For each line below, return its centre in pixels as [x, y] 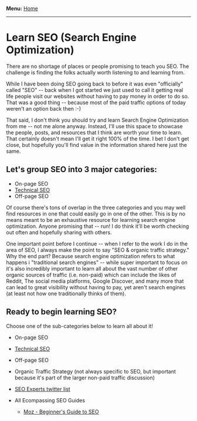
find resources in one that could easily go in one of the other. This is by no [96, 214]
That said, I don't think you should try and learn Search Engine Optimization [97, 120]
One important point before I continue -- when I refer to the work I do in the [97, 244]
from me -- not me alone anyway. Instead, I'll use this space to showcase [94, 126]
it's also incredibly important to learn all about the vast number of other [92, 268]
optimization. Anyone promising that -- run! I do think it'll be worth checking [98, 226]
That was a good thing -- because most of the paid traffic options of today [96, 102]
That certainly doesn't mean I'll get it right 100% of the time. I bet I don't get [98, 138]
